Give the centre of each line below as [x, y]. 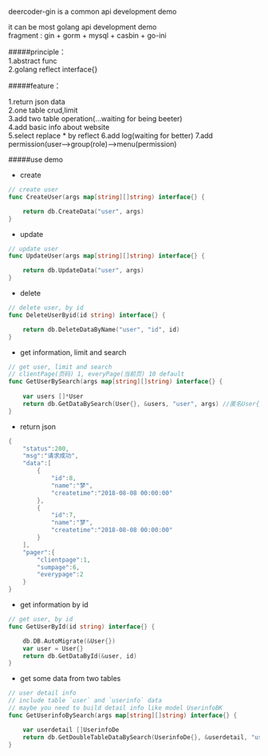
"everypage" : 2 [60, 575]
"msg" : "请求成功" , [51, 456]
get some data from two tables [70, 679]
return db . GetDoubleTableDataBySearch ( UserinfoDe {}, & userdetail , [135, 737]
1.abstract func [33, 61]
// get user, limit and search [60, 367]
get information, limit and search [73, 352]
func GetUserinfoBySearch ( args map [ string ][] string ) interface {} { [123, 715]
